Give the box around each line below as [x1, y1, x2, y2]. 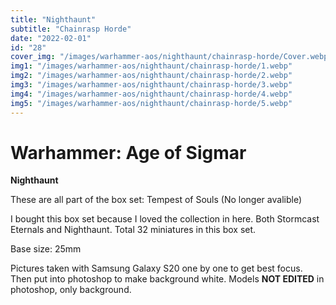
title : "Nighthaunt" [10, 14, 97, 25]
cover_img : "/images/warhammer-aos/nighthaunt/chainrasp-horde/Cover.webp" [10, 52, 333, 62]
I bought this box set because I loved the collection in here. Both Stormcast [10, 213, 320, 225]
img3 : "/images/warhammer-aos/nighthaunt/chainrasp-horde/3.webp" [10, 80, 293, 90]
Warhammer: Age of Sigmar [10, 141, 247, 164]
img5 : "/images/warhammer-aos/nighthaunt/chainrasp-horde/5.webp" [10, 98, 293, 108]
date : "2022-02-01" [10, 33, 92, 43]
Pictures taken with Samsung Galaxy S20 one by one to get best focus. [10, 262, 303, 275]
